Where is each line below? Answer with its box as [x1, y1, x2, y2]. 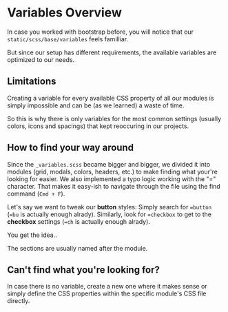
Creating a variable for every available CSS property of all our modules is [7, 94, 214, 102]
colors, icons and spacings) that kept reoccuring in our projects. [7, 122, 189, 130]
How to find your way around [7, 142, 134, 154]
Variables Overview [7, 5, 122, 21]
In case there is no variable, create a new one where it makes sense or [7, 282, 208, 291]
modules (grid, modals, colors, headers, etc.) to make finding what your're [7, 167, 218, 176]
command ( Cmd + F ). [7, 189, 65, 198]
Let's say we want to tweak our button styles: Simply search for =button [7, 202, 212, 211]
